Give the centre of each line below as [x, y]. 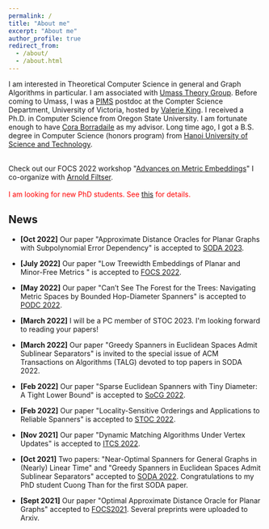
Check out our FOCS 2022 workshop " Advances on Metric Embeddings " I [131, 168]
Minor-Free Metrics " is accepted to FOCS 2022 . [101, 272]
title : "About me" [39, 23]
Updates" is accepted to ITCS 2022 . [80, 443]
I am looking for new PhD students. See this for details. [100, 194]
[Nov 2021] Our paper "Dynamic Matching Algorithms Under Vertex [132, 434]
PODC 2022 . [41, 305]
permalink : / [30, 16]
